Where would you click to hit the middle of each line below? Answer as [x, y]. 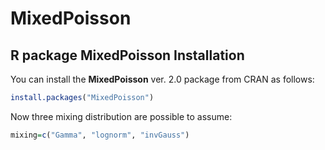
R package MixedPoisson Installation [127, 55]
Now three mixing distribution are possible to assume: [121, 116]
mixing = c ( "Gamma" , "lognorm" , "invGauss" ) [100, 135]
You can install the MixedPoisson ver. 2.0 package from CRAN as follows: [162, 79]
